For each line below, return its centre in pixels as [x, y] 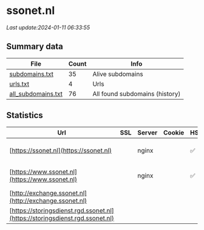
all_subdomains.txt [36, 94]
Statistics [25, 115]
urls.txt [19, 84]
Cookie [174, 133]
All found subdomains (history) [137, 94]
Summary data [35, 47]
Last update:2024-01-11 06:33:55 [48, 27]
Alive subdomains [118, 74]
